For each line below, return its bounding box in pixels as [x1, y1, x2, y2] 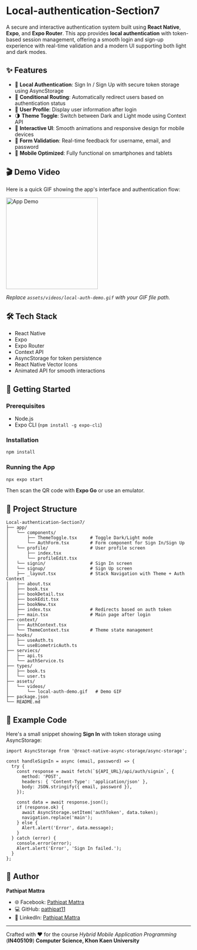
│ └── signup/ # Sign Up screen [6, 566, 133, 572]
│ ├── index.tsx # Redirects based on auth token [6, 607, 172, 613]
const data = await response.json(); [16, 799, 109, 805]
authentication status [14, 100, 66, 107]
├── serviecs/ [6, 648, 41, 654]
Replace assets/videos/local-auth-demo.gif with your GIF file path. [6, 294, 171, 301]
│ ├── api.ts [6, 653, 43, 659]
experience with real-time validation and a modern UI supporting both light [6, 42, 186, 49]
